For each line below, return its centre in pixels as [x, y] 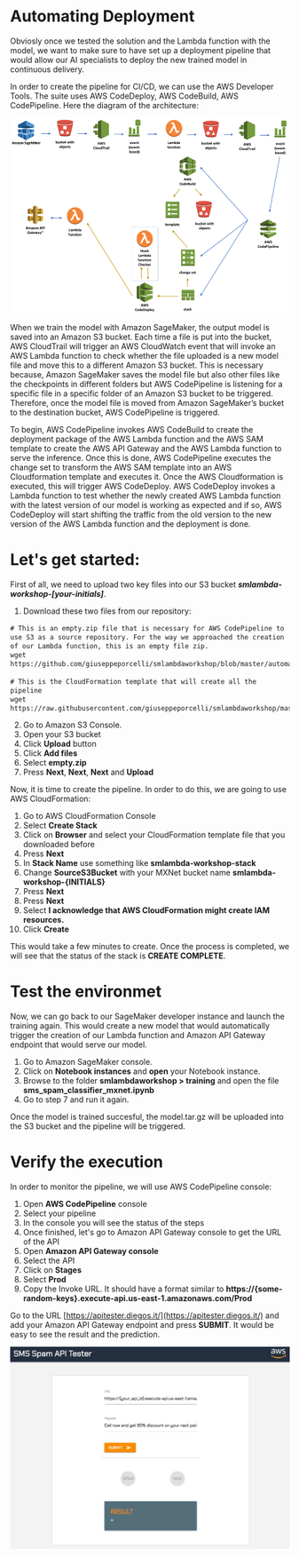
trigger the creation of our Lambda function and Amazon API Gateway [138, 1035]
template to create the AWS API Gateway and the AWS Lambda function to [146, 449]
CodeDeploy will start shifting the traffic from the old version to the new [141, 515]
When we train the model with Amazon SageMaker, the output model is [140, 328]
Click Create [46, 929]
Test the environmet [86, 992]
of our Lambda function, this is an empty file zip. [110, 646]
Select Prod [44, 1279]
